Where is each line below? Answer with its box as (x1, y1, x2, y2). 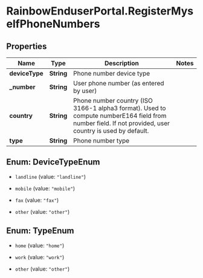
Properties (6, 41, 47, 51)
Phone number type (73, 137, 130, 144)
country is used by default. (73, 127, 149, 135)
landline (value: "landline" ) (14, 173, 86, 180)
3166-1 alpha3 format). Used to (73, 104, 166, 112)
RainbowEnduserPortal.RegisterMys (6, 4, 194, 18)
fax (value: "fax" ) (14, 196, 59, 204)
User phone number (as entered (73, 79, 164, 87)
